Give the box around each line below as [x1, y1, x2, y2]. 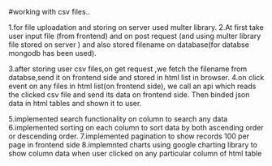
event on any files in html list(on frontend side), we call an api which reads [8, 81, 257, 91]
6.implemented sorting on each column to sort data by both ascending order [8, 123, 264, 132]
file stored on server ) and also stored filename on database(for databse [8, 40, 250, 49]
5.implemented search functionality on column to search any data [8, 114, 228, 124]
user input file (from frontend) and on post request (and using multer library [8, 32, 261, 40]
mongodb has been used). [8, 49, 97, 57]
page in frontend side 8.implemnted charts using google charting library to [8, 140, 258, 149]
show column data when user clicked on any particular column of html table [8, 149, 262, 158]
